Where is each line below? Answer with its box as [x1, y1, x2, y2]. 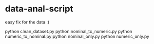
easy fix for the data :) [5, 19, 50, 25]
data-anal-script [5, 3, 74, 14]
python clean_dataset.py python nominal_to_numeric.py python [5, 28, 133, 34]
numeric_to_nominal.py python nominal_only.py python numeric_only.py [5, 33, 150, 39]
